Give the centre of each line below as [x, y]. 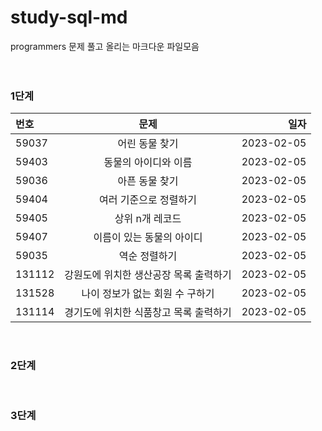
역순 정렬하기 [148, 256]
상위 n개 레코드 [148, 219]
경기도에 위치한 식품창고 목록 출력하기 [148, 313]
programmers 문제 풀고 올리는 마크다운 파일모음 [105, 46]
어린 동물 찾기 [148, 144]
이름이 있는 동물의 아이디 [148, 238]
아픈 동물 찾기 [148, 181]
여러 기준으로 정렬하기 [148, 200]
